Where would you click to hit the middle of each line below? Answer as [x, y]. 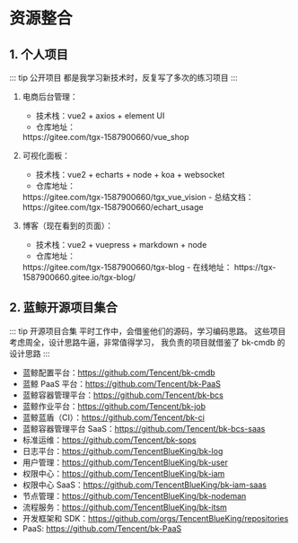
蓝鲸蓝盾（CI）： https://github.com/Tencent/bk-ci [113, 417]
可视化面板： [46, 155]
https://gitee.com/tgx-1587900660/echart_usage [113, 207]
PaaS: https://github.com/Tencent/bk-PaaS [102, 528]
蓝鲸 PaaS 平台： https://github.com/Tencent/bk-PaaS [122, 383]
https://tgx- [255, 267]
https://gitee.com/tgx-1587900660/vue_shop [105, 137]
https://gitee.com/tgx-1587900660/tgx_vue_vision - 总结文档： [138, 197]
